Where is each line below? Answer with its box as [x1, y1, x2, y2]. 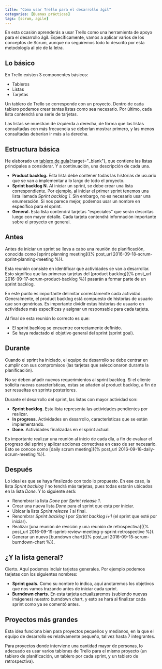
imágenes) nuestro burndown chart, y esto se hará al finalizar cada [12, 596, 146, 602]
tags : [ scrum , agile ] [5, 16, 49, 21]
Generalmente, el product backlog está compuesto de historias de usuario [5, 296, 153, 301]
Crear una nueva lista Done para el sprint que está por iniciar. [12, 503, 134, 509]
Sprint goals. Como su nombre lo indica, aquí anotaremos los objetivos [12, 581, 154, 586]
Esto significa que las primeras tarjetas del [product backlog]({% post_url [5, 270, 151, 277]
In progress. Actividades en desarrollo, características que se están [12, 416, 148, 422]
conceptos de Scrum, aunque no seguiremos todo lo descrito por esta [5, 40, 145, 46]
